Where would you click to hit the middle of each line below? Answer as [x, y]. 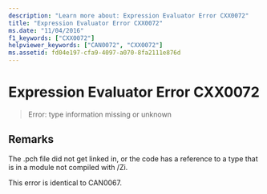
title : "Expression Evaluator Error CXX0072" [85, 23]
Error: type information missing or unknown [100, 114]
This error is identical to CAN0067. [65, 182]
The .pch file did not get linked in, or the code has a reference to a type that [133, 158]
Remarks [31, 139]
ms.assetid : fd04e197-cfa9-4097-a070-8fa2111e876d [95, 53]
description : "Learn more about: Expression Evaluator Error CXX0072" [129, 16]
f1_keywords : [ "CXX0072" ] [51, 38]
